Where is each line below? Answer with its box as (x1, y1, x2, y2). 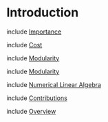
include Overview (6, 107, 56, 115)
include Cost (6, 40, 43, 49)
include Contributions (6, 94, 68, 102)
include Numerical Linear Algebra (6, 80, 101, 88)
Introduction (6, 5, 79, 21)
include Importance (6, 27, 62, 36)
